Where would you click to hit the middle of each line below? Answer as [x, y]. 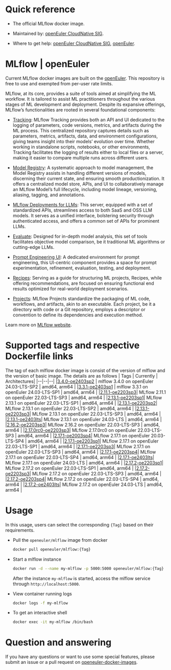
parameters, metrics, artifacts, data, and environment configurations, [85, 136]
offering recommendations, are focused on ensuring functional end [83, 283]
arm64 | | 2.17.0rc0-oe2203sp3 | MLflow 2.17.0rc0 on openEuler [71, 430]
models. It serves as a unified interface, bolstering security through [83, 215]
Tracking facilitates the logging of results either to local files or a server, [88, 152]
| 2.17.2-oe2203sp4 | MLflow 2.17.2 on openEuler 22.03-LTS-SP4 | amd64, [82, 479]
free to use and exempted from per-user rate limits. [59, 83]
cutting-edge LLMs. [33, 247]
